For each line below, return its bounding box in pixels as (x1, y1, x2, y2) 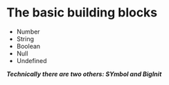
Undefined (16, 56, 47, 64)
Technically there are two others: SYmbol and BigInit (6, 70, 162, 78)
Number (16, 27, 40, 36)
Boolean (16, 42, 41, 50)
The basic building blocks (6, 5, 158, 21)
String (16, 34, 35, 42)
